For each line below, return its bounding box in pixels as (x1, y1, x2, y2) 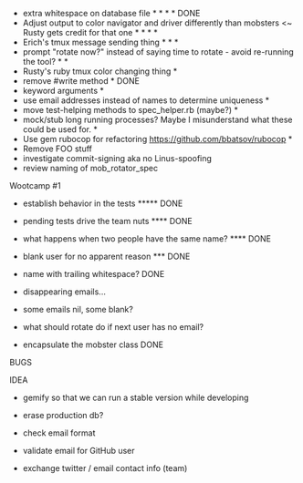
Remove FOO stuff (22, 143, 93, 154)
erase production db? (22, 410, 104, 420)
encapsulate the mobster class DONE (22, 339, 164, 350)
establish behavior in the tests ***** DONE (22, 198, 183, 209)
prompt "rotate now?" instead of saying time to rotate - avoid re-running (22, 46, 294, 57)
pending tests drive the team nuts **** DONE (22, 216, 193, 226)
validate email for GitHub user (22, 446, 135, 456)
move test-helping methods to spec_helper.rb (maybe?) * (22, 105, 239, 115)
